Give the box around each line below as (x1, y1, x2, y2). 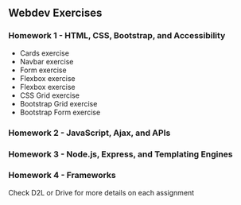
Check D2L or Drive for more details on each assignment (8, 188, 195, 197)
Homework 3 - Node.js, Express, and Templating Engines (8, 149, 233, 160)
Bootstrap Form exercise (19, 107, 101, 117)
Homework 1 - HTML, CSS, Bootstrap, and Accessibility (8, 30, 226, 41)
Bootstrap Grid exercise (19, 99, 98, 108)
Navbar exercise (19, 56, 74, 66)
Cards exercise (19, 48, 70, 58)
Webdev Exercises (8, 6, 103, 20)
